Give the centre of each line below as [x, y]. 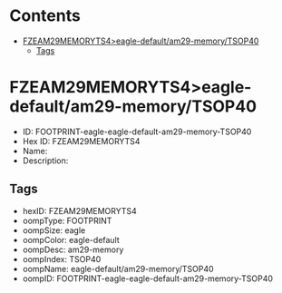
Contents [45, 16]
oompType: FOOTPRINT [67, 220]
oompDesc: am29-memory [73, 249]
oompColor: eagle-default [71, 239]
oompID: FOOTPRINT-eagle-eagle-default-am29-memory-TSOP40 [148, 278]
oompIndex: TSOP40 [62, 259]
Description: [45, 161]
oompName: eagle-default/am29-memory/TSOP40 [118, 269]
